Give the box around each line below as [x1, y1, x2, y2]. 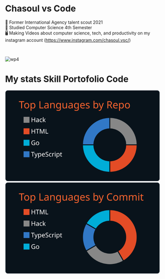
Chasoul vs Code [5, 3, 76, 14]
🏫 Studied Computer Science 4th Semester [5, 24, 92, 30]
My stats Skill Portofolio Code [5, 73, 129, 85]
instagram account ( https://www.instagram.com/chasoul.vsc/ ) [5, 37, 131, 43]
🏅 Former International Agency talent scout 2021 [5, 19, 103, 25]
